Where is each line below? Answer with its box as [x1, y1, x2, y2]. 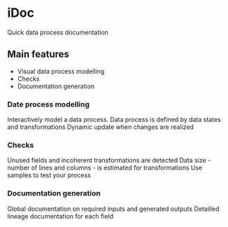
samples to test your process [7, 171, 91, 179]
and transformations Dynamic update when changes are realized [7, 123, 194, 131]
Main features [7, 48, 70, 60]
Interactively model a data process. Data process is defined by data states [7, 116, 222, 124]
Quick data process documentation [7, 28, 108, 36]
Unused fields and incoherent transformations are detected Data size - [7, 156, 211, 165]
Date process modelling [7, 99, 90, 109]
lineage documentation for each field [7, 212, 114, 220]
